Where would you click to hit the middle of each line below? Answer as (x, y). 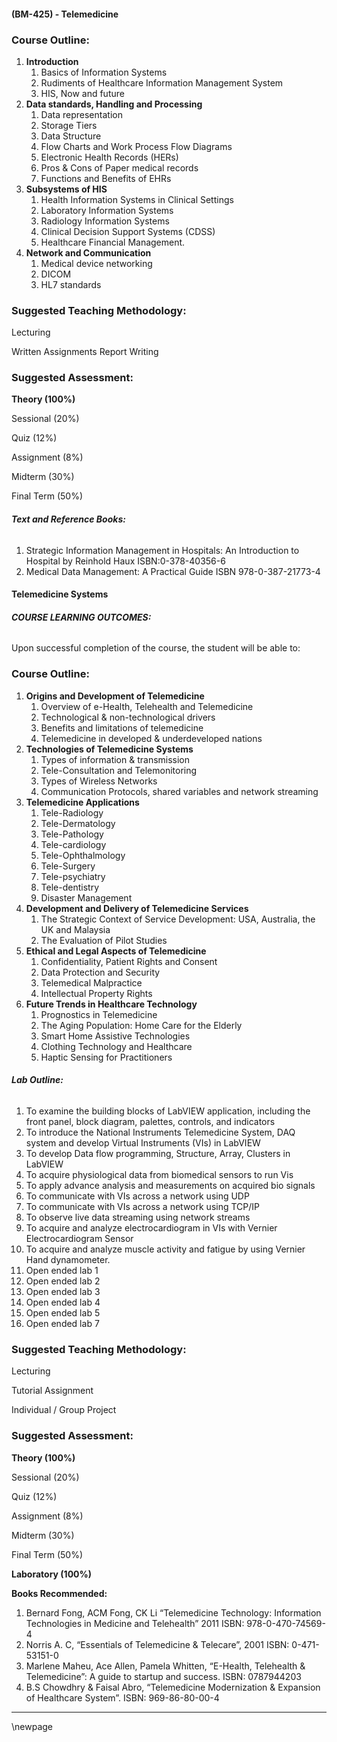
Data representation (81, 114)
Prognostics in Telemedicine (99, 1014)
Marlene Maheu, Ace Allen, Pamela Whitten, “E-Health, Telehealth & (165, 1666)
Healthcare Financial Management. (113, 242)
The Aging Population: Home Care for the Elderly (141, 1025)
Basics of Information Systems (104, 72)
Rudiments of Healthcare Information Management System (162, 82)
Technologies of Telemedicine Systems (109, 749)
